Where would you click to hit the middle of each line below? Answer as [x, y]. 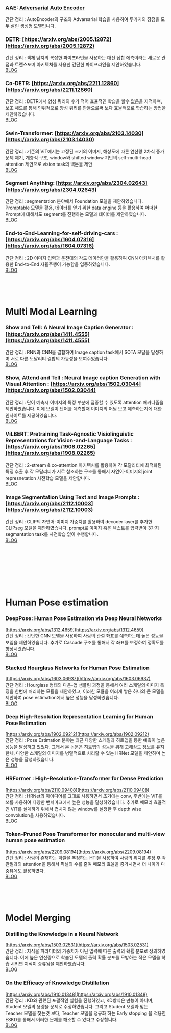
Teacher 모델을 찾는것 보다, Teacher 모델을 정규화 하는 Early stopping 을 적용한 [86, 1013]
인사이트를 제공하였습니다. [31, 415]
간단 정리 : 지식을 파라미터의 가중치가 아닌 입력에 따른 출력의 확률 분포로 [77, 951]
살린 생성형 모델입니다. [33, 26]
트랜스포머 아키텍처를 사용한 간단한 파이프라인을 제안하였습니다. [78, 64]
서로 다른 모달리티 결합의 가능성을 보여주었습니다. [59, 359]
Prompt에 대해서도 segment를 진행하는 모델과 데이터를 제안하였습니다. [76, 214]
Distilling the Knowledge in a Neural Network [62, 934]
